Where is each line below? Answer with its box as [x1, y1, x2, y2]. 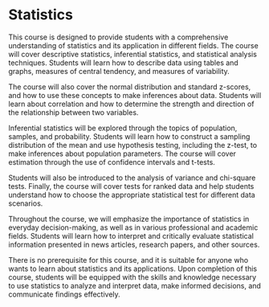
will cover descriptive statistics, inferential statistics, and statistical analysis [8, 49, 257, 59]
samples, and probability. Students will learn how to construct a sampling [8, 131, 251, 141]
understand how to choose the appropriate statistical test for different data [8, 190, 255, 199]
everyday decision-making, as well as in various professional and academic [8, 223, 259, 232]
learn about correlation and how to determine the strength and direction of [8, 99, 255, 108]
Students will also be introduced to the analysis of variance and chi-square [8, 173, 256, 182]
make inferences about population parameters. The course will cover [8, 149, 237, 158]
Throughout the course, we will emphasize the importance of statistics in [8, 214, 250, 223]
